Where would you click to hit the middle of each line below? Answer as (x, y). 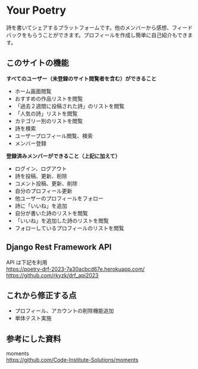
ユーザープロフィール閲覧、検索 (54, 136)
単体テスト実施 (33, 318)
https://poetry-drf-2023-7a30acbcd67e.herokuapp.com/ (76, 269)
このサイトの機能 (37, 63)
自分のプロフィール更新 (43, 190)
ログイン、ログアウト (41, 168)
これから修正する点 (41, 295)
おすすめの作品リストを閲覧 (49, 98)
